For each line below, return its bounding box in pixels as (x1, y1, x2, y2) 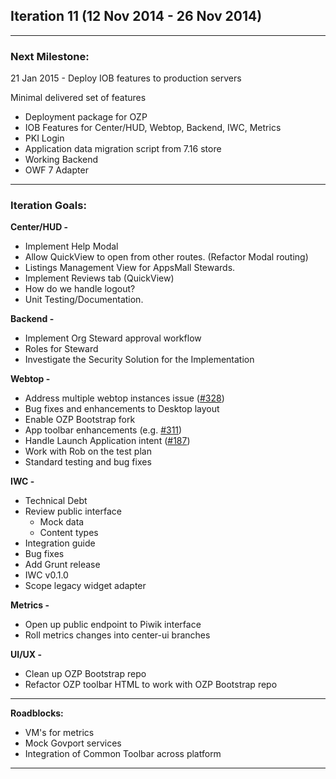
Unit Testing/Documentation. (24, 294, 144, 306)
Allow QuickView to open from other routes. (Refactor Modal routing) (24, 251, 309, 263)
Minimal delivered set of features (10, 92, 147, 104)
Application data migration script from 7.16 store (24, 143, 222, 155)
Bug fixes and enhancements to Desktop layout (24, 403, 220, 415)
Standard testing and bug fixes (24, 456, 152, 468)
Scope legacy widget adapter (24, 580, 147, 592)
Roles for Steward (24, 343, 99, 355)
